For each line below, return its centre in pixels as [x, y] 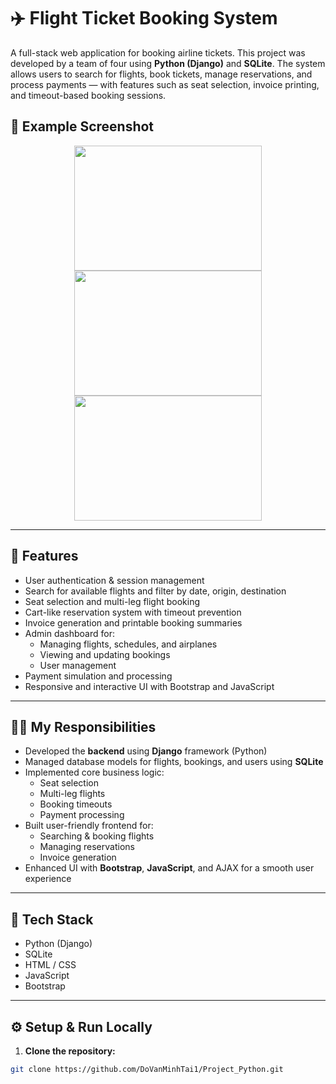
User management [78, 665]
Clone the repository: [70, 1051]
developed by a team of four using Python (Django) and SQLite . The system [168, 63]
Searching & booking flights [97, 836]
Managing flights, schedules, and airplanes [128, 644]
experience [48, 879]
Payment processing [82, 815]
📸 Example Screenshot [82, 126]
